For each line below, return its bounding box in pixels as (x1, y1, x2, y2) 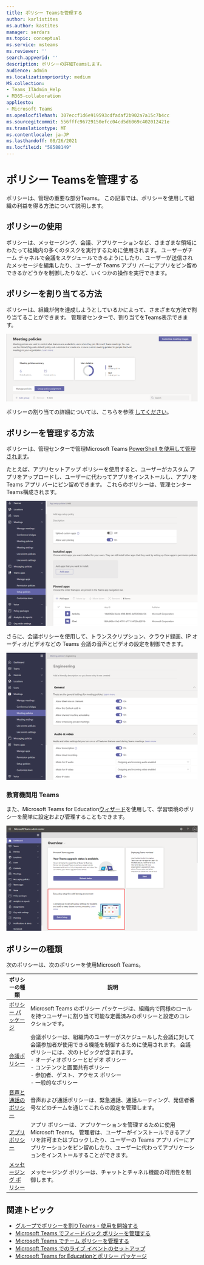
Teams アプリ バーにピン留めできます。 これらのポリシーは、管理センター (6, 481, 192, 489)
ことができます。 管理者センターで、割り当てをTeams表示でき (27, 314, 183, 321)
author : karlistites (6, 16, 59, 22)
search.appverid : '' (6, 55, 59, 61)
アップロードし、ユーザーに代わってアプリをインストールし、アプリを (22, 473, 197, 481)
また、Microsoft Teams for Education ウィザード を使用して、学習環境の (6, 806, 184, 813)
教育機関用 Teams (6, 790, 59, 799)
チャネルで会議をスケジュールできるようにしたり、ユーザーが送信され (18, 254, 193, 261)
